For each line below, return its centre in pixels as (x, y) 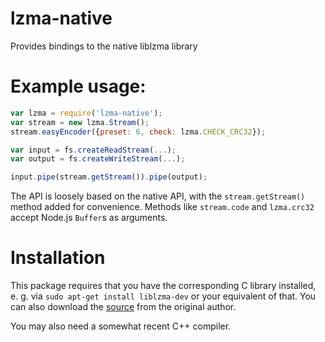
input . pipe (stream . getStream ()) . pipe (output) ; (109, 177)
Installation (58, 258)
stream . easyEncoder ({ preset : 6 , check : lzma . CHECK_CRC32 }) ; (138, 132)
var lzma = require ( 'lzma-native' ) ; (86, 113)
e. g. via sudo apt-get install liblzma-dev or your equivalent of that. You (163, 296)
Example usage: (78, 86)
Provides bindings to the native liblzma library (104, 46)
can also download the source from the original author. (123, 307)
